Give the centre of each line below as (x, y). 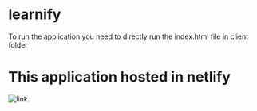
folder (18, 44)
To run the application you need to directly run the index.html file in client (128, 36)
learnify (35, 15)
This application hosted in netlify (120, 77)
